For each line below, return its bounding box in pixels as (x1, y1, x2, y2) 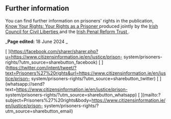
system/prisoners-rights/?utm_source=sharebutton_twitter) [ (31, 75, 159, 81)
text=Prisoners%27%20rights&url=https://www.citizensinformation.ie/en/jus (5, 70, 166, 76)
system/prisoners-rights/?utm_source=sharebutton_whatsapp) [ (5, 91, 140, 98)
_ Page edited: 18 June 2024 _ (5, 38, 68, 44)
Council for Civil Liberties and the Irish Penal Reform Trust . (5, 28, 130, 35)
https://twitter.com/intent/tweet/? (7, 64, 77, 70)
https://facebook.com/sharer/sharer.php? (11, 48, 99, 54)
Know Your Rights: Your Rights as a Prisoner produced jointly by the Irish (5, 23, 158, 29)
